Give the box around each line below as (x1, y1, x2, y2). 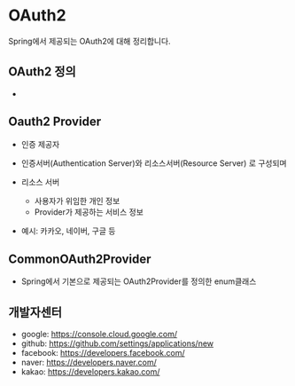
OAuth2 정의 (8, 64, 76, 80)
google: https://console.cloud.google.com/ (20, 329, 178, 340)
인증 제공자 (20, 138, 60, 149)
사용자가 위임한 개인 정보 (34, 195, 120, 206)
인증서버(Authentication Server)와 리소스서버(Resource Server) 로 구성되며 (20, 157, 287, 169)
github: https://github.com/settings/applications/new (20, 338, 214, 349)
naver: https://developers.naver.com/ (20, 357, 157, 368)
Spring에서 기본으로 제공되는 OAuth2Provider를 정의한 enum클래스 (20, 276, 257, 287)
